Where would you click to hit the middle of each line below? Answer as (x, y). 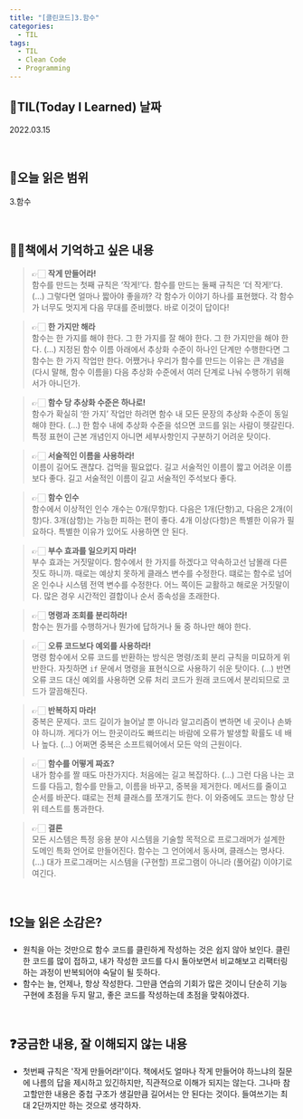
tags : (19, 43)
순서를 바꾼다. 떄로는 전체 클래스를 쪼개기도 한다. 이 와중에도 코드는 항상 (158, 798)
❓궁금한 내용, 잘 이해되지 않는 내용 (99, 1043)
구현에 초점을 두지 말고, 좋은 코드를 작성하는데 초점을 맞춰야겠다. (136, 995)
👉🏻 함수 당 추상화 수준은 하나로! (89, 403)
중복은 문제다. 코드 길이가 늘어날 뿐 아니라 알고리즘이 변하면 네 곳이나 (153, 722)
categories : (32, 26)
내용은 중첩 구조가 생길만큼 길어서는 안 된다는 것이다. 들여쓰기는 (166, 1094)
